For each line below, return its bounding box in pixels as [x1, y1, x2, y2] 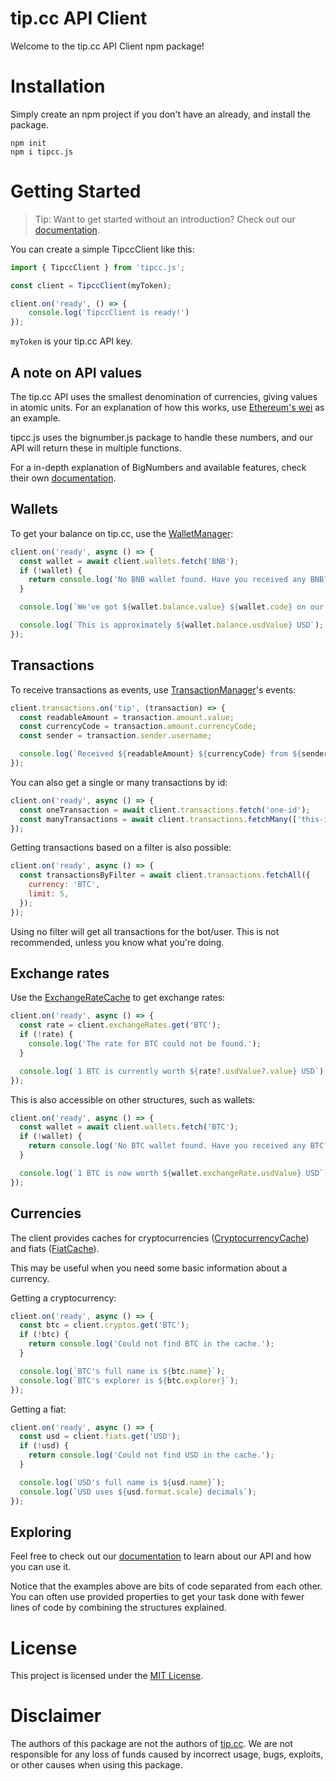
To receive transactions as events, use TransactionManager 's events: [10, 683, 297, 696]
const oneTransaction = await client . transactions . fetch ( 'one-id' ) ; [19, 805, 311, 815]
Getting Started [10, 180, 142, 203]
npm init [10, 138, 47, 148]
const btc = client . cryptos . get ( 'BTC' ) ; [19, 1320, 190, 1331]
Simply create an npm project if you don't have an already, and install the [10, 108, 312, 120]
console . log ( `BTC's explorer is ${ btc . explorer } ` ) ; [19, 1375, 240, 1386]
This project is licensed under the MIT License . [10, 1670, 204, 1682]
